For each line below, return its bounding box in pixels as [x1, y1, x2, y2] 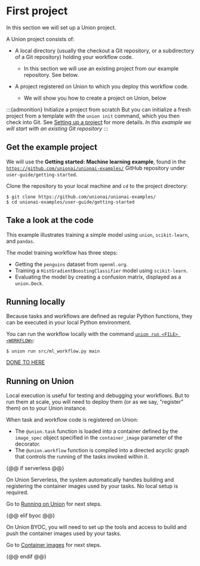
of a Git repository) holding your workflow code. [14, 53, 133, 60]
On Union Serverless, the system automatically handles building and [6, 476, 174, 484]
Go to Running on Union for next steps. [6, 500, 102, 508]
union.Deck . [14, 279, 44, 287]
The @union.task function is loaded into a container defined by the [14, 428, 178, 435]
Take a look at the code [6, 215, 94, 225]
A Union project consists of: [6, 35, 75, 42]
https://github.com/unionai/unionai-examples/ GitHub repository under [6, 164, 185, 171]
